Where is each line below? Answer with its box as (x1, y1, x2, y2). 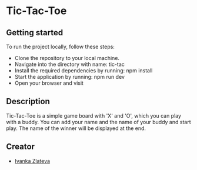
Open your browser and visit (14, 79, 84, 86)
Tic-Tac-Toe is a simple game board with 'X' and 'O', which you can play (6, 112, 181, 119)
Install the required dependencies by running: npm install (14, 67, 153, 74)
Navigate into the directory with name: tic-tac (14, 61, 125, 68)
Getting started (6, 28, 64, 38)
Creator (6, 142, 35, 152)
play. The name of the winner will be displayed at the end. (6, 125, 146, 132)
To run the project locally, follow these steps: (6, 43, 115, 50)
